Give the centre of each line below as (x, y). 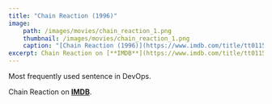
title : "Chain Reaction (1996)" (63, 16)
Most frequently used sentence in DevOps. (80, 76)
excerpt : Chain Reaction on (56, 53)
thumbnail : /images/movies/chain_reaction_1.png (106, 38)
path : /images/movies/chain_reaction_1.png (98, 31)
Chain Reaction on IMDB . (50, 92)
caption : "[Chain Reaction (68, 46)
